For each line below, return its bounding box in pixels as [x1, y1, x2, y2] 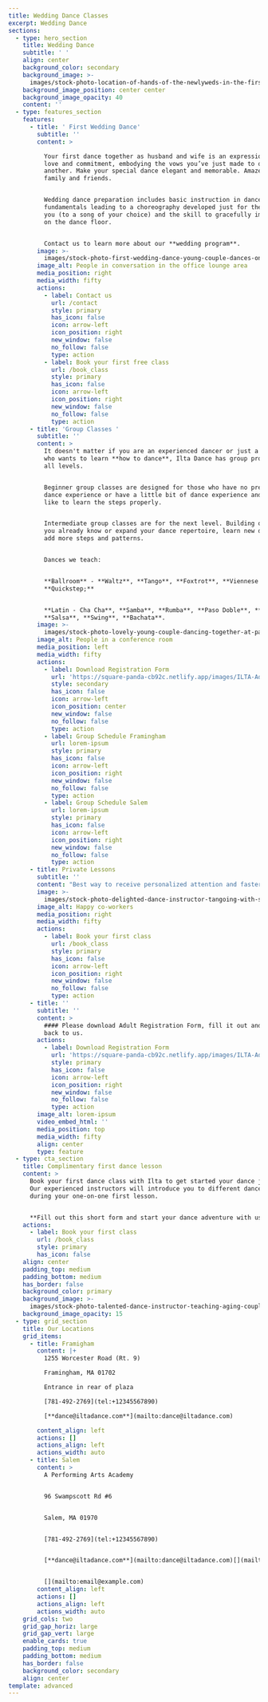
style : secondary [50, 680, 109, 689]
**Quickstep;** [43, 584, 94, 593]
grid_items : [22, 1332, 62, 1341]
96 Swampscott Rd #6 [43, 1492, 112, 1500]
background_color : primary [22, 1288, 112, 1296]
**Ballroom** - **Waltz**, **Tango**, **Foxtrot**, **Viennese [43, 577, 259, 585]
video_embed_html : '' [37, 1118, 109, 1126]
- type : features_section [15, 109, 102, 116]
